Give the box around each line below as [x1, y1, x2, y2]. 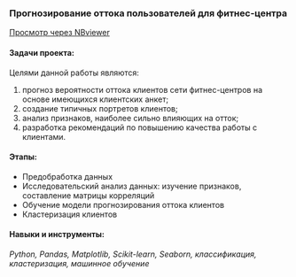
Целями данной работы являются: [9, 67, 140, 78]
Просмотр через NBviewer [9, 27, 111, 38]
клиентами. [21, 131, 66, 142]
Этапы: [9, 151, 37, 162]
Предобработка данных [21, 171, 113, 181]
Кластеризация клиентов [21, 209, 118, 219]
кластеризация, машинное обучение [9, 258, 150, 268]
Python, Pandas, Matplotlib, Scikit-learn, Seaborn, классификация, [9, 249, 257, 259]
